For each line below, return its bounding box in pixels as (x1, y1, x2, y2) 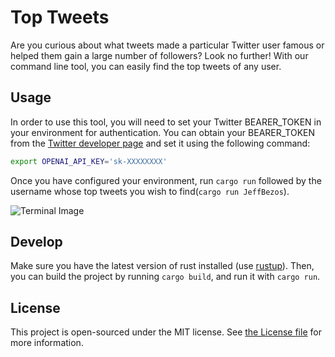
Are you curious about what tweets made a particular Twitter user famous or (10, 39, 325, 51)
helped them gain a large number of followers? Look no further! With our (10, 49, 309, 61)
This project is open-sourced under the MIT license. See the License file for (10, 326, 322, 338)
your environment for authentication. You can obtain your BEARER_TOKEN (10, 126, 316, 138)
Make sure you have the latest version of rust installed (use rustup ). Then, (10, 260, 315, 272)
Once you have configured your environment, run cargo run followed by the (10, 174, 322, 186)
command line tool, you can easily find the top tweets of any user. (10, 60, 282, 72)
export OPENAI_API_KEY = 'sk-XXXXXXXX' (10, 156, 168, 166)
